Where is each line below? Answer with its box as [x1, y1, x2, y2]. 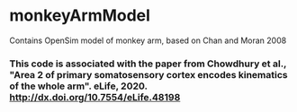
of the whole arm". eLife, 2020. [9, 80, 148, 92]
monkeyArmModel [9, 5, 151, 26]
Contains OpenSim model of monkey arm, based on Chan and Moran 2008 [9, 35, 287, 46]
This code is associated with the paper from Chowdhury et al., [9, 57, 287, 70]
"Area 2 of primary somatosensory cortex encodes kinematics [9, 68, 288, 81]
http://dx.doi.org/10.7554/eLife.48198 [9, 90, 181, 103]
